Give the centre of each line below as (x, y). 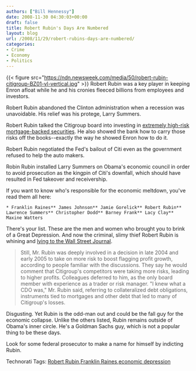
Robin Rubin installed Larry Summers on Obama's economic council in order (98, 166)
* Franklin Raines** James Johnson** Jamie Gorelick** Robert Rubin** (94, 207)
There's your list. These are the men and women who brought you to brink (96, 228)
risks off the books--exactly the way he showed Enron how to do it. (87, 137)
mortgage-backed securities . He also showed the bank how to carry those (96, 131)
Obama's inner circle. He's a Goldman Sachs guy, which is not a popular (93, 326)
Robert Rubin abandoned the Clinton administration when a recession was (95, 107)
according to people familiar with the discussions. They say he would (104, 265)
